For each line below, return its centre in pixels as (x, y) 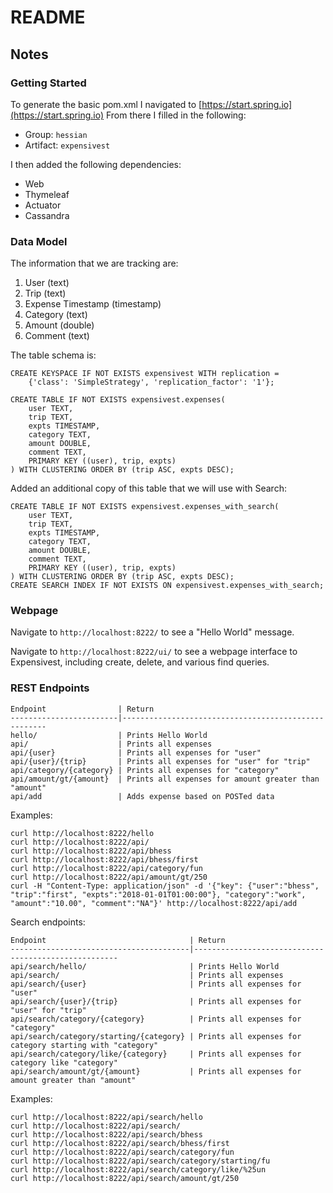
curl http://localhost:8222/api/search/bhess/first (120, 1143)
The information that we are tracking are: (94, 263)
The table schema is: (53, 355)
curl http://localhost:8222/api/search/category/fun (122, 1152)
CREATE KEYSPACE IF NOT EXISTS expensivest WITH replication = (145, 374)
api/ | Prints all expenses (111, 744)
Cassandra (47, 215)
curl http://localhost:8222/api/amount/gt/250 (109, 877)
